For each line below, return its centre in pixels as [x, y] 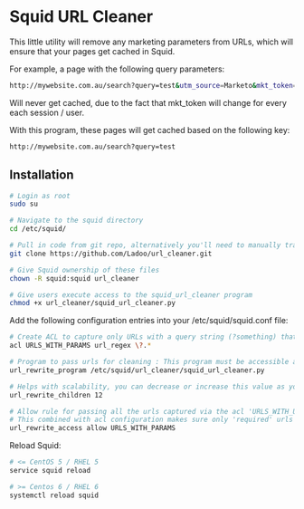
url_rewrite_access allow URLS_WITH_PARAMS [93, 428]
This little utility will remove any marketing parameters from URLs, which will [152, 42]
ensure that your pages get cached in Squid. [92, 51]
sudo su [24, 204]
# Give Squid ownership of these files [85, 270]
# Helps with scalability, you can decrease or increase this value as [147, 387]
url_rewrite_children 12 [56, 395]
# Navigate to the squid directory [76, 221]
